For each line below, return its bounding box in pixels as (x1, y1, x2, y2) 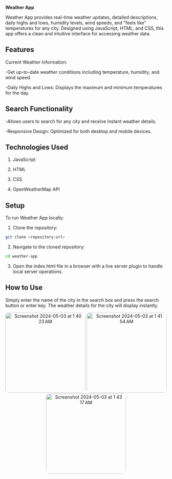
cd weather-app (5, 254, 38, 259)
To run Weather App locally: (5, 215, 64, 221)
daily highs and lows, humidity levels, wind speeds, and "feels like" (5, 20, 147, 26)
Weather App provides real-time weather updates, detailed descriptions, (5, 14, 158, 20)
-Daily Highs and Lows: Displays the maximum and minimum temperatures (5, 84, 163, 90)
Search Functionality (5, 105, 73, 113)
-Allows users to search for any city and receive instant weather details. (5, 118, 157, 124)
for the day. (5, 90, 30, 96)
